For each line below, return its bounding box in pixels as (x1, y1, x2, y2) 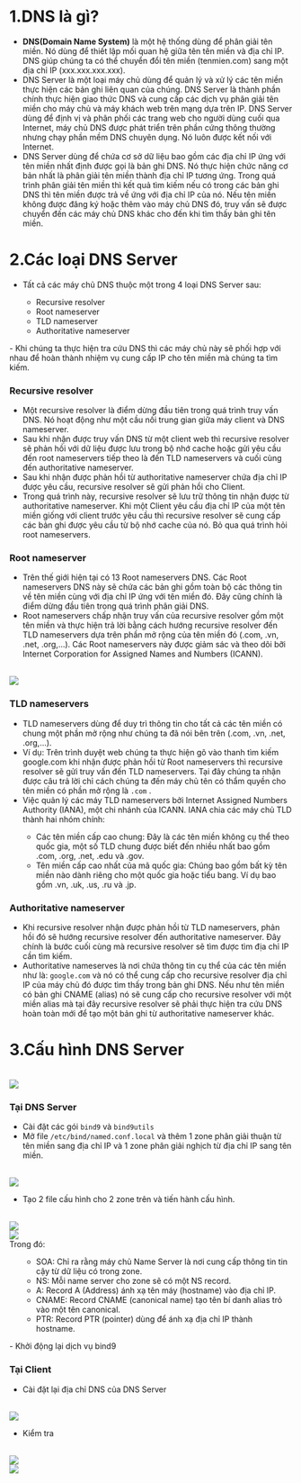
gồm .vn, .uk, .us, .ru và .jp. (35, 879, 137, 890)
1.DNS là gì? (9, 6, 100, 27)
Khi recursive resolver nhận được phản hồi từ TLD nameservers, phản (22, 922, 280, 933)
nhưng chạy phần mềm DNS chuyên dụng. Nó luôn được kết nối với (22, 131, 272, 142)
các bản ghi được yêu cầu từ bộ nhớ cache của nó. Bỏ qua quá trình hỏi (22, 520, 288, 530)
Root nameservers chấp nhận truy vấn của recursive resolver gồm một (22, 610, 285, 621)
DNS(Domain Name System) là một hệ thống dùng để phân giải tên (22, 36, 273, 47)
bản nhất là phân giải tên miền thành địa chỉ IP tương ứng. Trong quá (22, 169, 276, 181)
